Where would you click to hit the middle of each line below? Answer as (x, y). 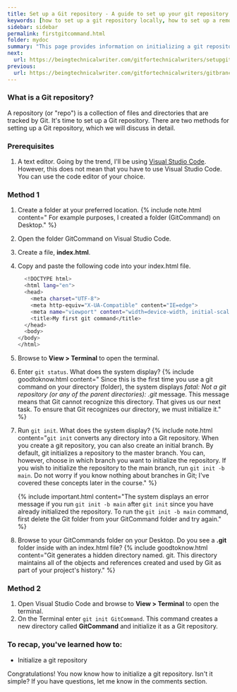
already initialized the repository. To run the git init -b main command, (123, 511)
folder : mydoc (28, 40)
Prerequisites (31, 146)
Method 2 (24, 588)
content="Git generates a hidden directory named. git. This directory (117, 555)
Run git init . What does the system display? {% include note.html (115, 430)
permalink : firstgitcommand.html (56, 34)
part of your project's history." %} (66, 570)
